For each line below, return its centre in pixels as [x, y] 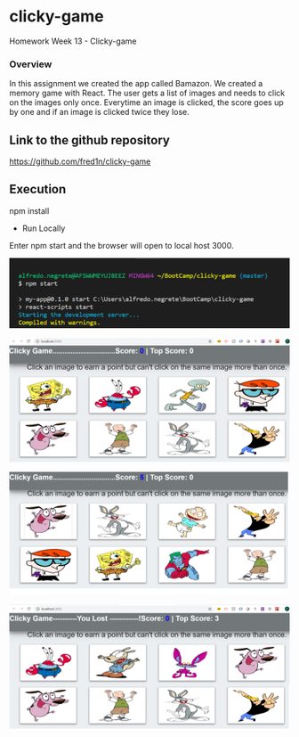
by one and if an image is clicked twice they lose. [99, 112]
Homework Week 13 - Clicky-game [73, 41]
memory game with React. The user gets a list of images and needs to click [147, 93]
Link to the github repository [90, 140]
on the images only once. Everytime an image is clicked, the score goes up [146, 102]
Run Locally [44, 228]
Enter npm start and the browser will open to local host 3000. [121, 245]
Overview [31, 64]
